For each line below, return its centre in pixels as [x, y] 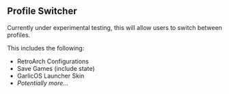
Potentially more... [42, 83]
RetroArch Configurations [53, 61]
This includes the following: [46, 48]
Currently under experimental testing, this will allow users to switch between [114, 27]
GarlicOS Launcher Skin [51, 76]
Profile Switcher [42, 11]
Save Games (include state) [56, 68]
